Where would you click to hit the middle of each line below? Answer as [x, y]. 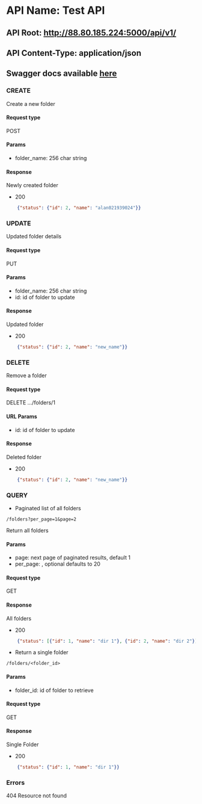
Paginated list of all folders [48, 508]
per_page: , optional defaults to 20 [58, 564]
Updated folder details [34, 237]
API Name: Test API [56, 11]
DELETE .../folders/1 [31, 403]
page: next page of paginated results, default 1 [73, 558]
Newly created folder [32, 185]
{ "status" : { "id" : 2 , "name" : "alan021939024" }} [79, 208]
